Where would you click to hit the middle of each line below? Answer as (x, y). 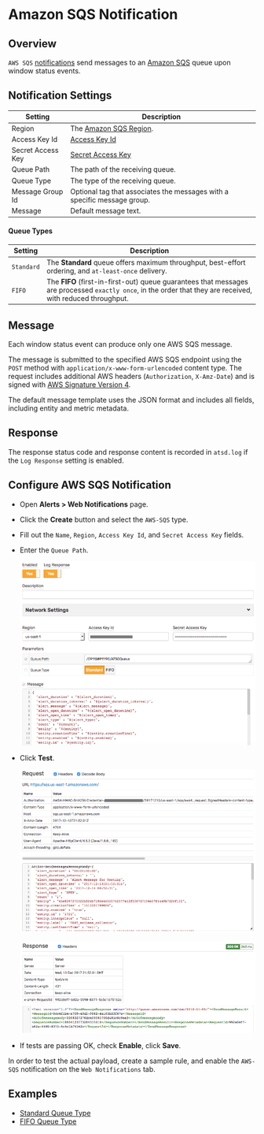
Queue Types (31, 231)
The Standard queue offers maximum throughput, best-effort (146, 262)
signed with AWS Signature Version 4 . (70, 385)
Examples (33, 1094)
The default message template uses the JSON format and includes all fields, (131, 400)
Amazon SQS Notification (93, 15)
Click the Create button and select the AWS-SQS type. (104, 519)
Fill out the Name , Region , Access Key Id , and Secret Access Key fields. (132, 534)
